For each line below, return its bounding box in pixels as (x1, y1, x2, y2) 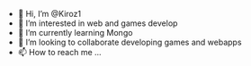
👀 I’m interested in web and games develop (17, 18, 178, 29)
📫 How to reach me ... (17, 47, 102, 57)
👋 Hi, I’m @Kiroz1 (17, 9, 82, 19)
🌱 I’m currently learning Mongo (17, 28, 133, 37)
